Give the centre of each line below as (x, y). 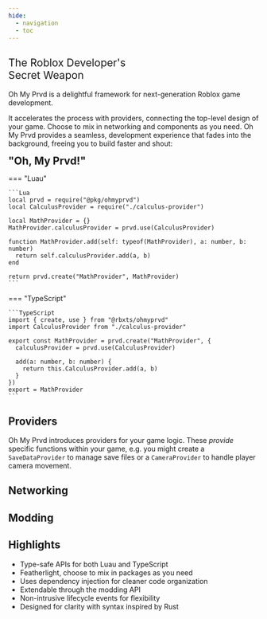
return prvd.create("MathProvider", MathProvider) (94, 277)
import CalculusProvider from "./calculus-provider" (97, 327)
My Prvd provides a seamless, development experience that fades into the (130, 135)
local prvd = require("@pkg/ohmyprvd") (74, 200)
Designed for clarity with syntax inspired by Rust (99, 606)
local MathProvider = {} (49, 221)
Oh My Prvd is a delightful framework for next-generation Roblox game (124, 94)
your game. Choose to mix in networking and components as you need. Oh (131, 127)
